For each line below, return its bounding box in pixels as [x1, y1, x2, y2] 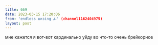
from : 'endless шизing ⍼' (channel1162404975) [5, 16, 103, 21]
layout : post [5, 21, 32, 26]
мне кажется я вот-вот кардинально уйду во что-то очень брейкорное [5, 34, 153, 40]
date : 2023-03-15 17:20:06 [5, 12, 60, 17]
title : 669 [5, 7, 27, 12]
